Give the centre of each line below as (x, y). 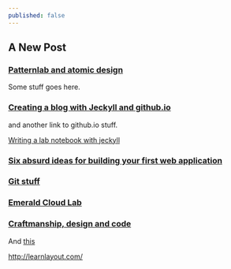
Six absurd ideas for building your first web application (115, 160)
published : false (37, 15)
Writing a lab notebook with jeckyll (64, 140)
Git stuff (24, 181)
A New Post (37, 48)
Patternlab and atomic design (66, 69)
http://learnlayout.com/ (46, 256)
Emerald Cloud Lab (45, 203)
